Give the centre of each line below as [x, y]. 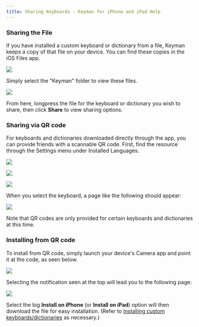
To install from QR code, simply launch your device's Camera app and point [99, 253]
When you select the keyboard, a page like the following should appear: [94, 196]
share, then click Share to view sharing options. [64, 109]
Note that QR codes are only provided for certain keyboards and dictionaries [99, 218]
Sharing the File [29, 32]
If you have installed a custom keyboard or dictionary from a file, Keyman [96, 45]
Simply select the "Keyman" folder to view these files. [72, 80]
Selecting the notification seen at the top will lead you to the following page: [99, 282]
